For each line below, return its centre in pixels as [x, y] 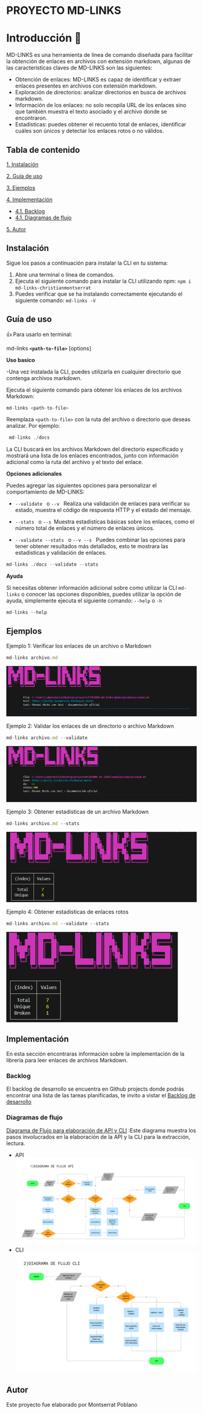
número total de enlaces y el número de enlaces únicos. [85, 528]
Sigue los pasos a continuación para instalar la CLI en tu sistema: [87, 263]
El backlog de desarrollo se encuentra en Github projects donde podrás [95, 1089]
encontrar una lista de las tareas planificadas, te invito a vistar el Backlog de [101, 1095]
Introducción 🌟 [44, 38]
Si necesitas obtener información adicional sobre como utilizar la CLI [92, 588]
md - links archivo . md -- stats [43, 824]
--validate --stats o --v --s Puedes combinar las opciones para [100, 540]
